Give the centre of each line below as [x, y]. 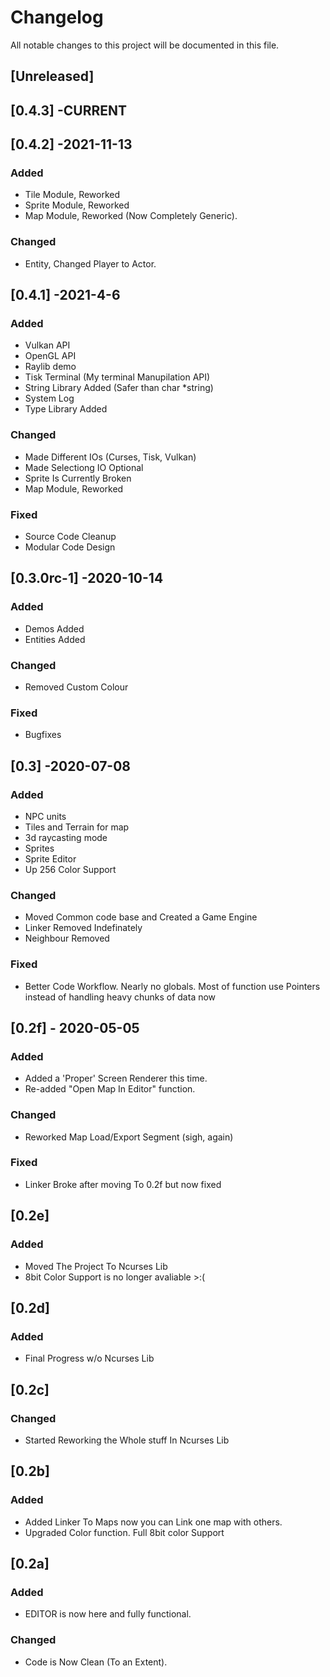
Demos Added [54, 628]
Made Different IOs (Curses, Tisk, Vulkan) [110, 457]
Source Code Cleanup [70, 536]
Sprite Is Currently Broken [78, 478]
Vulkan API [47, 345]
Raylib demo [50, 367]
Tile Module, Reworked [72, 195]
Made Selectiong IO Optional [84, 467]
